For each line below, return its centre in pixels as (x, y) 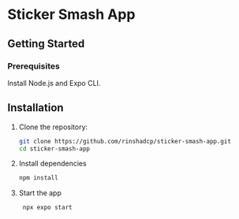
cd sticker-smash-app (54, 148)
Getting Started (46, 44)
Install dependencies (53, 164)
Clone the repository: (53, 127)
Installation (35, 108)
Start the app (40, 193)
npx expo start (47, 208)
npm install (38, 178)
